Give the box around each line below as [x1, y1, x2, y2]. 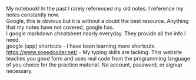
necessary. [6, 68, 34, 74]
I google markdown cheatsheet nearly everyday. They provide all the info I [6, 30, 187, 37]
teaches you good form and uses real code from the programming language [6, 55, 190, 62]
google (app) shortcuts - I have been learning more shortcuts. [6, 42, 156, 49]
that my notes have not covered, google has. [6, 24, 115, 31]
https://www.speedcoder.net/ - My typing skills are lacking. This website [6, 49, 182, 55]
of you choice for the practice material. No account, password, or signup [6, 61, 182, 68]
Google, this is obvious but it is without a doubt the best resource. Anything [6, 18, 189, 24]
